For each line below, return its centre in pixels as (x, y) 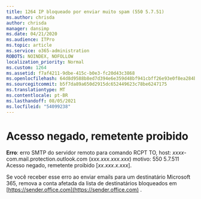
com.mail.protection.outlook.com (47, 159)
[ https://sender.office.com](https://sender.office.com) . (74, 190)
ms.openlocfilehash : (32, 79)
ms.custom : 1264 (26, 67)
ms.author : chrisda (31, 17)
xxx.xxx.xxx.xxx (110, 159)
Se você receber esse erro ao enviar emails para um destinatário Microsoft (98, 177)
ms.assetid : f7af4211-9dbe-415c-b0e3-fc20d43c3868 (71, 73)
